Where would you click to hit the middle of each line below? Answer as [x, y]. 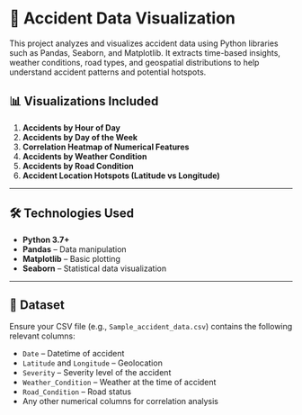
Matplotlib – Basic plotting [71, 258]
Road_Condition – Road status [77, 392]
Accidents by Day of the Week [80, 137]
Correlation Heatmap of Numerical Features [106, 147]
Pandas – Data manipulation [75, 249]
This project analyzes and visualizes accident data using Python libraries [144, 43]
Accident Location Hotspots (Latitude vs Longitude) [121, 176]
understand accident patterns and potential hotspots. [108, 72]
